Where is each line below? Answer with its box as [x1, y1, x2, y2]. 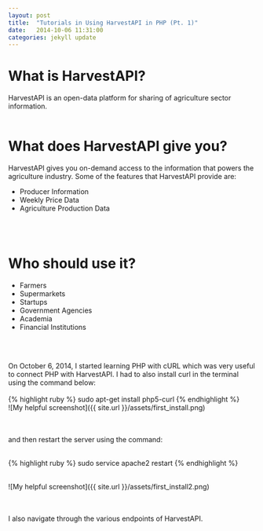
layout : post [8, 11, 51, 20]
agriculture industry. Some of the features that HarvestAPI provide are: [8, 172, 237, 181]
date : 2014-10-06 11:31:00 [8, 26, 104, 34]
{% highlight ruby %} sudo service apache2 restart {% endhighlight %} [8, 459, 239, 468]
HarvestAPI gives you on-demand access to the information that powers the [8, 163, 254, 173]
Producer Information [19, 187, 89, 196]
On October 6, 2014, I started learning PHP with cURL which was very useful [8, 361, 255, 371]
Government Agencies [19, 306, 93, 315]
